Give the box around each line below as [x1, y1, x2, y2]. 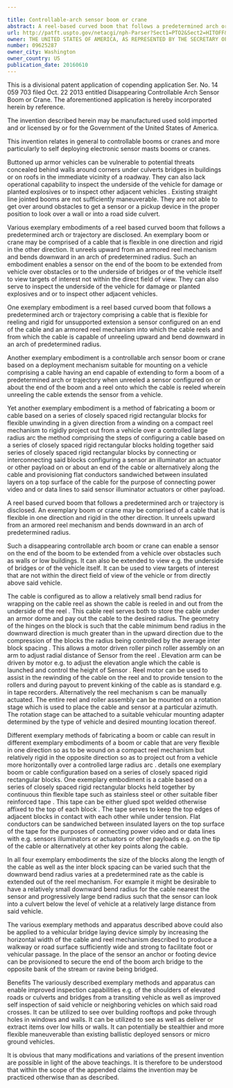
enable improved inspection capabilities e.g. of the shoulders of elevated [7, 985, 216, 994]
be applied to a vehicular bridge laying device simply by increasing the [7, 927, 209, 936]
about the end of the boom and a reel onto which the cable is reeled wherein [7, 383, 226, 391]
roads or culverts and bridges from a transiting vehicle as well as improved [7, 993, 221, 1001]
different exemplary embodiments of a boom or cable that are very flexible [7, 738, 220, 747]
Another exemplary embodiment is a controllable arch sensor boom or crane [7, 353, 225, 362]
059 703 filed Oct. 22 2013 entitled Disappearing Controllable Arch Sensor [7, 88, 220, 96]
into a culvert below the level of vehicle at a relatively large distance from [7, 900, 216, 908]
